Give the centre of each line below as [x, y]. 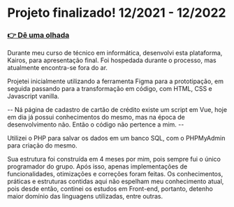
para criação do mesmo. [43, 145]
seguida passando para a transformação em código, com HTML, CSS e [110, 89]
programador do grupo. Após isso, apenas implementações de [97, 166]
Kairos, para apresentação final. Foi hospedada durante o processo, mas [112, 60]
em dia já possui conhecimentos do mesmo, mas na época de [96, 117]
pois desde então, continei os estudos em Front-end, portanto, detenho [110, 189]
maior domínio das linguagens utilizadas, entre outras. [85, 197]
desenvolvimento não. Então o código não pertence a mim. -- [96, 124]
